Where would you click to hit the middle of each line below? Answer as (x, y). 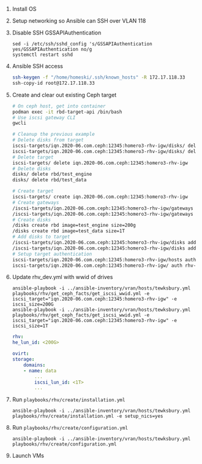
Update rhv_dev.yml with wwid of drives (62, 277)
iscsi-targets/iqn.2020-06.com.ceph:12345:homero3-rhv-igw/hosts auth (104, 260)
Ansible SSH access (37, 66)
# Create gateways (36, 202)
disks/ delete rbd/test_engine (52, 175)
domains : (35, 365)
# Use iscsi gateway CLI (44, 117)
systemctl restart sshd (43, 55)
